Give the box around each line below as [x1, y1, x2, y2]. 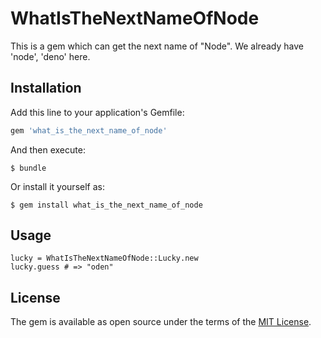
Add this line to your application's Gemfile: [10, 106, 185, 118]
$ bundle [10, 163, 47, 173]
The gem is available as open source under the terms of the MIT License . [10, 316, 312, 328]
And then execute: [10, 143, 86, 156]
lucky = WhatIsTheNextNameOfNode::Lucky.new [10, 253, 199, 264]
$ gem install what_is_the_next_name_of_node [10, 200, 203, 210]
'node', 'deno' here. [10, 50, 91, 62]
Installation [10, 80, 82, 97]
